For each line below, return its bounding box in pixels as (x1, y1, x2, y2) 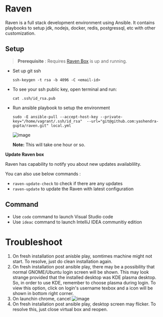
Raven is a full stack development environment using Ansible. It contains (5, 20, 155, 26)
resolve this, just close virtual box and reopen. (12, 306, 108, 312)
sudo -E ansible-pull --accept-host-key (12, 114, 98, 119)
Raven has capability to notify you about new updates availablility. (5, 161, 141, 167)
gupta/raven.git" (12, 123, 49, 128)
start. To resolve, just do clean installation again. (12, 258, 113, 264)
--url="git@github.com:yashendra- (87, 119, 159, 124)
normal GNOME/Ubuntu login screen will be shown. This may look (12, 269, 149, 275)
